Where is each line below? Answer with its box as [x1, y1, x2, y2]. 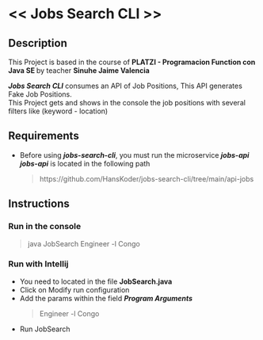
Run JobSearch [19, 324, 71, 334]
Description [8, 36, 67, 50]
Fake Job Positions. [8, 90, 73, 99]
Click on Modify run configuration [19, 285, 130, 294]
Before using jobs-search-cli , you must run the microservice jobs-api [19, 150, 250, 159]
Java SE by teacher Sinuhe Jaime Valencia [8, 66, 151, 75]
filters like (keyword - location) [8, 106, 109, 116]
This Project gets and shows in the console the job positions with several [8, 98, 246, 107]
